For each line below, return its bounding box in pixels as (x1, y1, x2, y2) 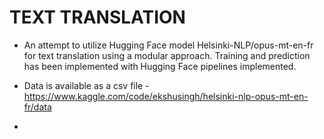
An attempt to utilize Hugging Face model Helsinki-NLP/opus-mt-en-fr (23, 39, 314, 51)
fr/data (23, 101, 52, 113)
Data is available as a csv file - (23, 79, 150, 91)
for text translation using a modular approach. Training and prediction (23, 49, 311, 61)
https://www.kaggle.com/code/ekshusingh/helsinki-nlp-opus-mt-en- (23, 90, 309, 102)
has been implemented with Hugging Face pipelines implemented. (23, 60, 297, 72)
